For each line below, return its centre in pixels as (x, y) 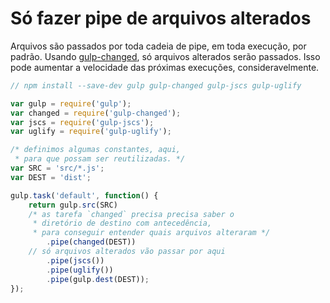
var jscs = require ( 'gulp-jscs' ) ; (82, 122)
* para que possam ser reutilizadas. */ (100, 159)
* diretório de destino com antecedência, (122, 223)
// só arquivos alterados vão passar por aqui (127, 252)
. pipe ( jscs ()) (75, 260)
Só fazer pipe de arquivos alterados (161, 18)
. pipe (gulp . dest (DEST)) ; (98, 279)
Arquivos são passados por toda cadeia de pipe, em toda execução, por (158, 46)
